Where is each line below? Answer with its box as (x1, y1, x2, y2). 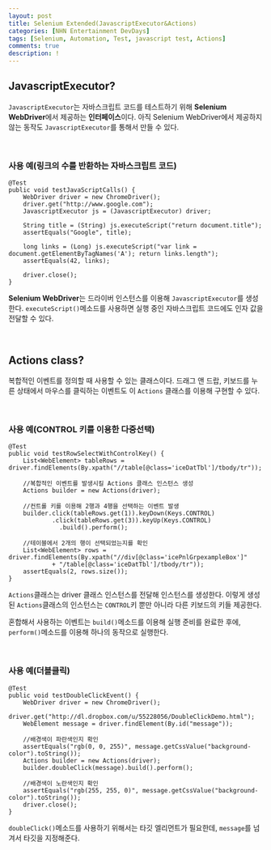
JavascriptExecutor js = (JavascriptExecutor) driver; (23, 207, 212, 215)
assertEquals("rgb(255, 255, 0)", (23, 786, 139, 794)
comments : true (8, 42, 60, 50)
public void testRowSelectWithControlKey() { (8, 450, 164, 458)
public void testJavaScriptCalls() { (8, 186, 136, 194)
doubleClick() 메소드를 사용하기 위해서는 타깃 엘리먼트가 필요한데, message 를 (8, 822, 252, 832)
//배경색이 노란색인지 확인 (23, 779, 99, 788)
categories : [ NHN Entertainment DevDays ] (8, 27, 150, 35)
